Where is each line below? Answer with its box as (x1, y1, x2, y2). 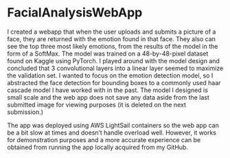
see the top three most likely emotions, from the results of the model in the (7, 42, 218, 50)
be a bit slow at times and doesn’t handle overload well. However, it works (7, 128, 216, 137)
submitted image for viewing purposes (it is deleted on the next (7, 100, 187, 109)
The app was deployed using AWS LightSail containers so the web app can (7, 121, 220, 129)
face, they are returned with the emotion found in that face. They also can (7, 34, 216, 43)
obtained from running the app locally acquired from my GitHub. (7, 143, 189, 151)
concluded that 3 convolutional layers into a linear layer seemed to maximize (7, 64, 224, 72)
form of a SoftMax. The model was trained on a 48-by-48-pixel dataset (7, 49, 209, 58)
